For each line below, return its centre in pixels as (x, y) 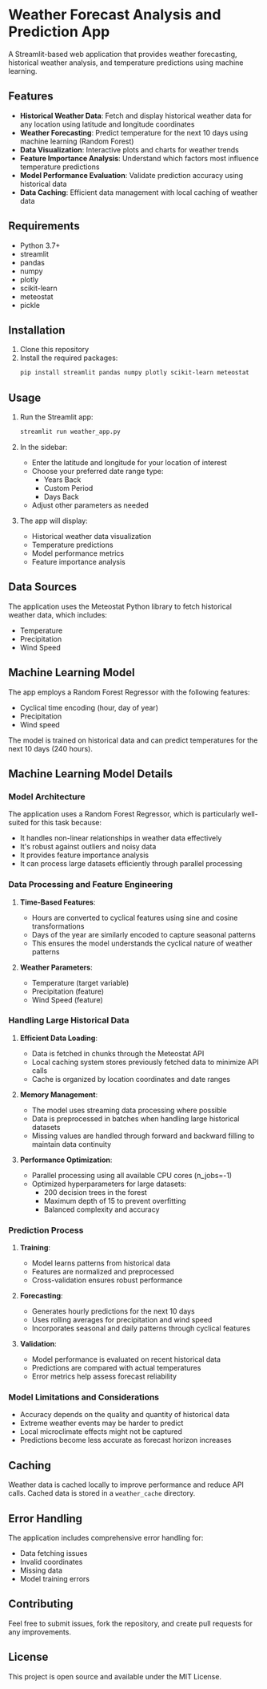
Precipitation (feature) (68, 991)
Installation (37, 330)
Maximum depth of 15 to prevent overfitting (115, 1201)
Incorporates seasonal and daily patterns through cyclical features (141, 1328)
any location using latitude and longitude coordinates (107, 124)
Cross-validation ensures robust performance (107, 1280)
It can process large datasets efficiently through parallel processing (131, 864)
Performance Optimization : (66, 1160)
